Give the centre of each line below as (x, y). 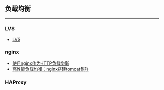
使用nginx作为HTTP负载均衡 (41, 63)
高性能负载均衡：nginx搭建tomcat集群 (50, 69)
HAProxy (16, 82)
